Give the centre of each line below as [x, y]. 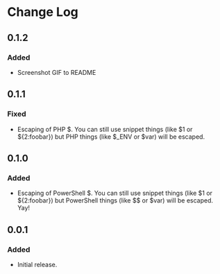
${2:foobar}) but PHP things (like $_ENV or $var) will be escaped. [111, 137]
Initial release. [37, 264]
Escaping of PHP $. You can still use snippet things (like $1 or [105, 129]
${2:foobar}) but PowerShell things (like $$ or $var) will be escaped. [115, 200]
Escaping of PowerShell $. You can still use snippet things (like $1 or [115, 193]
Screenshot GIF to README [57, 72]
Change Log [43, 12]
